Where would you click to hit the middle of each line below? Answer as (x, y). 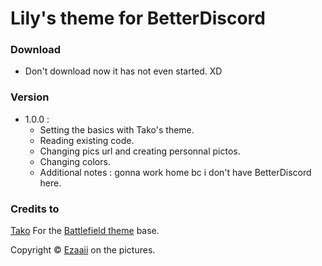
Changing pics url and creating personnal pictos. (140, 151)
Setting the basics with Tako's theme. (117, 129)
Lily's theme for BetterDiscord (138, 18)
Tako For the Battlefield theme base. (85, 231)
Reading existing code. (87, 140)
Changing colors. (75, 161)
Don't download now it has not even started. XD (123, 71)
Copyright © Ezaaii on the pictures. (83, 250)
